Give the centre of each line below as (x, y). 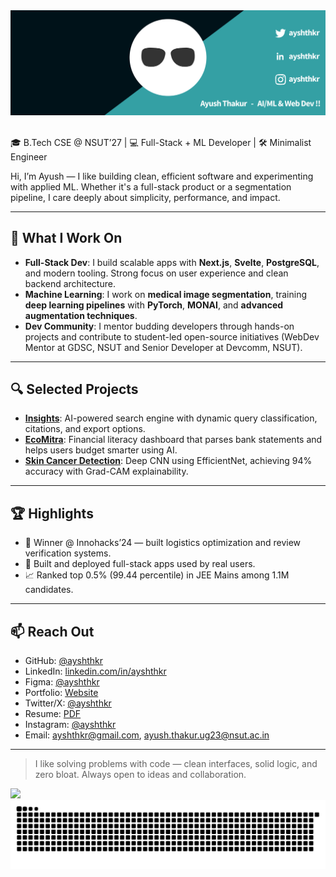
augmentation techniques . (81, 315)
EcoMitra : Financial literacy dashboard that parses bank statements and (173, 440)
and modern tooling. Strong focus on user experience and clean (156, 273)
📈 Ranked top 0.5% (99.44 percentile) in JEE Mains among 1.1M (157, 575)
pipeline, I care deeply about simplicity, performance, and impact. (145, 197)
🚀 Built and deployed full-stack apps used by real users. (140, 564)
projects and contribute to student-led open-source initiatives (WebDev (172, 336)
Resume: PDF (53, 714)
